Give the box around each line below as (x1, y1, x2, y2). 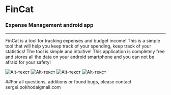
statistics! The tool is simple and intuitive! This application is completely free (5, 49, 165, 55)
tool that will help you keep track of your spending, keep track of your (5, 43, 152, 49)
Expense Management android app (5, 22, 94, 29)
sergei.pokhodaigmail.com (5, 84, 61, 90)
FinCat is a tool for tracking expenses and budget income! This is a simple (5, 38, 160, 44)
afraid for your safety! (5, 59, 51, 65)
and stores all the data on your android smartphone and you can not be (5, 54, 155, 60)
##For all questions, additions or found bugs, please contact (5, 79, 132, 85)
